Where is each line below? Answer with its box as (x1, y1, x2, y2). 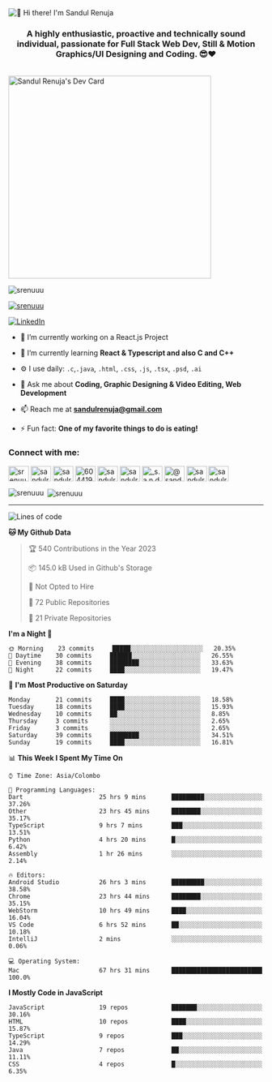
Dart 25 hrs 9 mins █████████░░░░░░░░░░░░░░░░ (8, 793, 263, 801)
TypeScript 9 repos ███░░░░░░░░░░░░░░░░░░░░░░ (8, 1032, 263, 1041)
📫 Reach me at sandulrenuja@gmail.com (19, 405, 163, 414)
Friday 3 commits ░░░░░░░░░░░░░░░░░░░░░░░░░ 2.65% (8, 724, 230, 732)
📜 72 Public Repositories (28, 598, 110, 608)
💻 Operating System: (8, 957, 81, 966)
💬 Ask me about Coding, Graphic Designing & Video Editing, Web (19, 380, 241, 389)
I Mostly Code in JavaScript (8, 988, 104, 998)
